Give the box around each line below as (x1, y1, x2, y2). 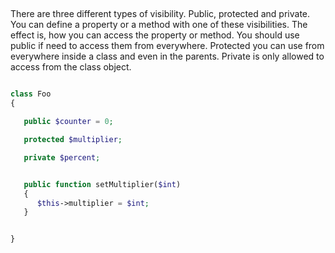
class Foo (10, 89, 52, 99)
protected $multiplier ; (23, 135, 123, 145)
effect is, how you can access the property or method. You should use (10, 29, 300, 41)
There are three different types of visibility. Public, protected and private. (10, 8, 311, 20)
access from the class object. (10, 61, 132, 73)
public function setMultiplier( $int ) (23, 179, 182, 189)
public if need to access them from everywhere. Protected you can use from (10, 40, 325, 52)
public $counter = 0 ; (23, 117, 114, 127)
